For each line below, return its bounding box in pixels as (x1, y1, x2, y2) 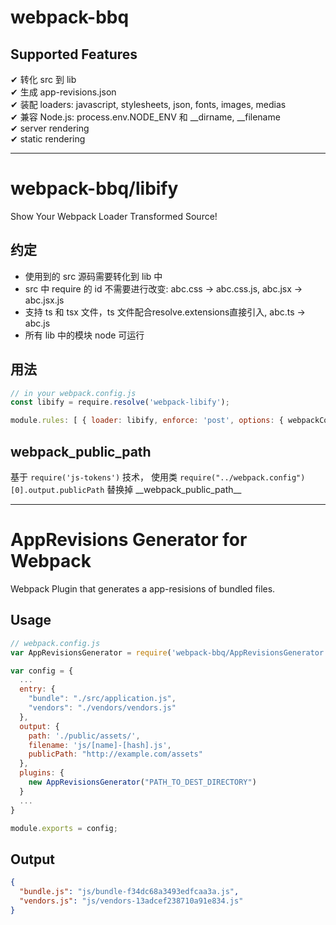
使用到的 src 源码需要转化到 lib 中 (24, 270, 163, 282)
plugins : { (19, 768, 65, 778)
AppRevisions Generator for (10, 529, 248, 551)
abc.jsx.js (24, 294, 65, 306)
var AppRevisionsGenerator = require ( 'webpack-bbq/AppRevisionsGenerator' (10, 647, 329, 658)
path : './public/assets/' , (28, 731, 141, 741)
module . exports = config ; (10, 823, 118, 833)
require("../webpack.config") (179, 473, 306, 483)
